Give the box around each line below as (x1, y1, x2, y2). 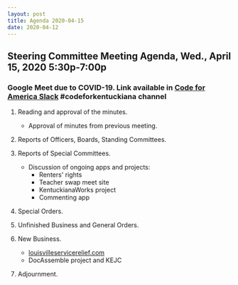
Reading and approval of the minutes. (17, 108, 128, 116)
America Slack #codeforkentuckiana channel (7, 91, 167, 101)
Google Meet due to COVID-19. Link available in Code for (7, 83, 206, 93)
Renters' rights (38, 170, 82, 179)
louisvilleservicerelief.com (28, 249, 105, 257)
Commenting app (38, 193, 90, 202)
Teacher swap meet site (38, 178, 109, 187)
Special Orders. (17, 207, 64, 216)
